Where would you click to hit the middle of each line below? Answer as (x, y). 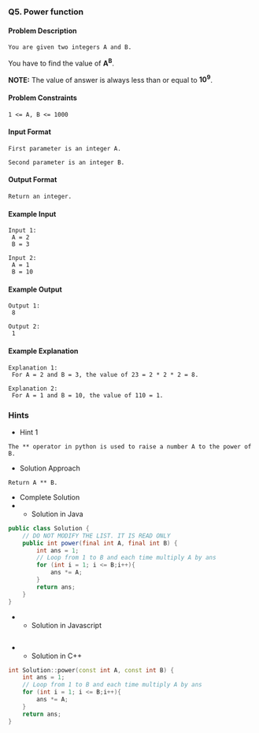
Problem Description (43, 31)
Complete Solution (50, 497)
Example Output (35, 289)
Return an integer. (40, 197)
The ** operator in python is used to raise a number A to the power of (130, 446)
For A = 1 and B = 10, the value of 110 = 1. (87, 395)
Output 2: (24, 327)
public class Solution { (49, 528)
